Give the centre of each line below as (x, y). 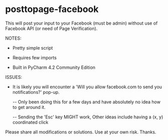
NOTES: (13, 38)
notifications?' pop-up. (36, 92)
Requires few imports (34, 57)
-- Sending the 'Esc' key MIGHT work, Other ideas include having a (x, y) (88, 117)
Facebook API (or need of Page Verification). (51, 28)
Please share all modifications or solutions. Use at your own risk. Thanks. (81, 132)
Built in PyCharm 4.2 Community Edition (54, 67)
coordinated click (30, 122)
